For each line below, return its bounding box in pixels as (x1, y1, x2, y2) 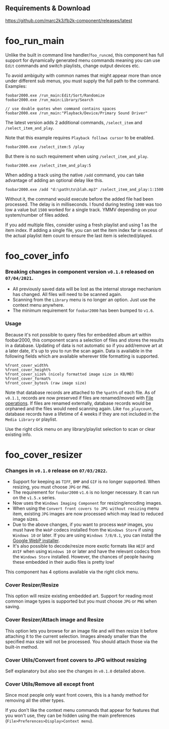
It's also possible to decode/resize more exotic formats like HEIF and (12, 543, 155, 549)
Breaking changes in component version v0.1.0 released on (5, 268, 154, 275)
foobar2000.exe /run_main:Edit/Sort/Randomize (5, 93, 105, 98)
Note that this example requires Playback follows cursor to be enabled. (5, 134, 155, 140)
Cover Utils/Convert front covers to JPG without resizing (5, 656, 147, 663)
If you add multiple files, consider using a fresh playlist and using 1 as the (5, 222, 157, 228)
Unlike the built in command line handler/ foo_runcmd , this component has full (5, 52, 164, 58)
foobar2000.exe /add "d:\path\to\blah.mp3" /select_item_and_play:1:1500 (5, 187, 164, 192)
